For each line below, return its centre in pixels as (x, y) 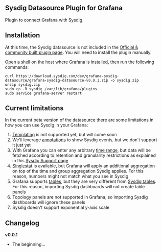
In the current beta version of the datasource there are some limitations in (79, 120)
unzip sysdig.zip (23, 85)
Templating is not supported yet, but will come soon (64, 135)
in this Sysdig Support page (40, 161)
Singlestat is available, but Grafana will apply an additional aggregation (83, 166)
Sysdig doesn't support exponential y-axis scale (61, 207)
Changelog (22, 223)
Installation (23, 36)
